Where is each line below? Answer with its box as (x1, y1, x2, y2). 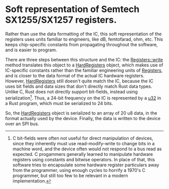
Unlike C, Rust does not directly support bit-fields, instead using (5, 88, 138, 94)
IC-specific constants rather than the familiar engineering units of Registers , (5, 67, 163, 73)
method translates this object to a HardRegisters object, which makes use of (5, 62, 163, 68)
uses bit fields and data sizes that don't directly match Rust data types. (5, 83, 152, 89)
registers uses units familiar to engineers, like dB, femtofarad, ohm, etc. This (5, 36, 163, 42)
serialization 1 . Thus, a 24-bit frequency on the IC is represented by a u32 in (5, 94, 161, 101)
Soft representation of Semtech (5, 4, 140, 15)
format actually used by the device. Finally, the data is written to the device (5, 115, 161, 121)
